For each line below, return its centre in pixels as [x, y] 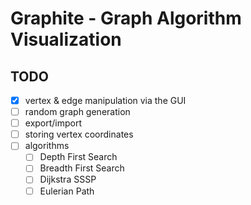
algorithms [47, 146]
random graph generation [77, 112]
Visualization [66, 39]
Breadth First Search [82, 168]
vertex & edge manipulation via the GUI [105, 100]
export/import [53, 123]
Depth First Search [78, 157]
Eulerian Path [67, 191]
